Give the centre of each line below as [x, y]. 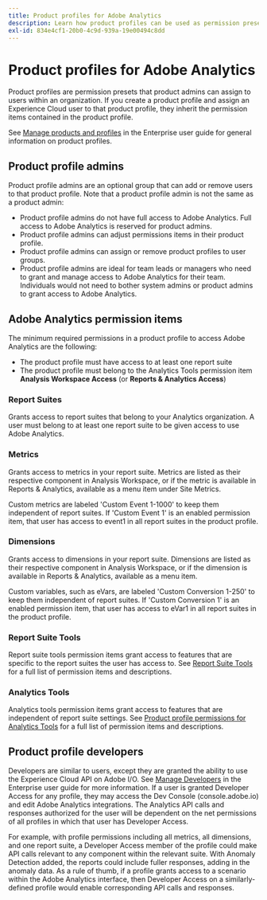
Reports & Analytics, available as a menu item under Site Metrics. [114, 489]
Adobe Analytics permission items [95, 319]
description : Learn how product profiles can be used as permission [124, 23]
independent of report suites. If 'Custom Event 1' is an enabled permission [129, 513]
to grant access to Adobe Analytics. [78, 294]
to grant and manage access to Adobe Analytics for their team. [122, 277]
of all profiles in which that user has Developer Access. [99, 822]
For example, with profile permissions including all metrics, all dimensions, [130, 837]
